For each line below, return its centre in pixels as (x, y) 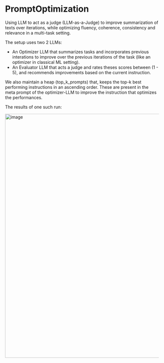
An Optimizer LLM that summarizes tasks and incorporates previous (80, 52)
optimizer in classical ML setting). (46, 62)
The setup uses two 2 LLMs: (34, 42)
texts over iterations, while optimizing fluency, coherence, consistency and (80, 27)
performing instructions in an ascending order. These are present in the (77, 87)
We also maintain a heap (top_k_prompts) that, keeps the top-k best (73, 82)
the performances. (24, 97)
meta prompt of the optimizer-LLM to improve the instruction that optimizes (81, 92)
